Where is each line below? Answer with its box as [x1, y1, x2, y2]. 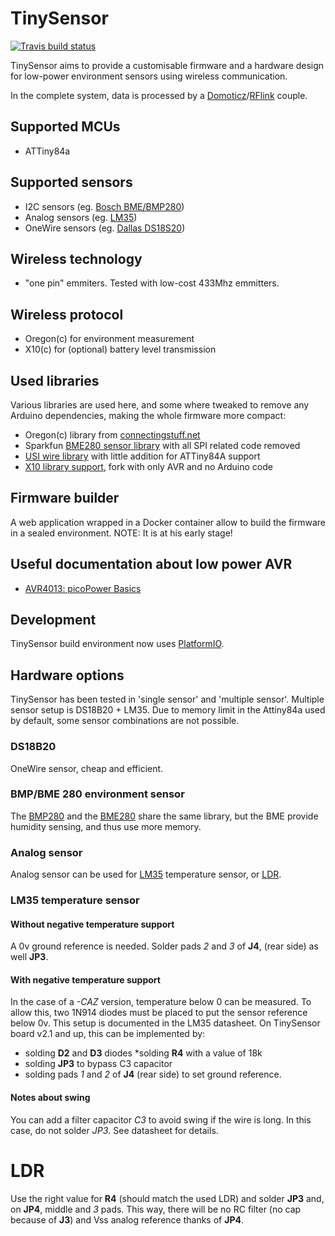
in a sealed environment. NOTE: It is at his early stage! [10, 527, 233, 539]
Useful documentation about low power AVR [10, 556, 293, 573]
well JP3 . [10, 951, 49, 963]
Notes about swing [10, 1092, 91, 1104]
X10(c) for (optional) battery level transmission [24, 343, 217, 356]
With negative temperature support [10, 973, 161, 986]
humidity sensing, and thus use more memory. [10, 820, 202, 832]
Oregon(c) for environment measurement [24, 333, 195, 345]
